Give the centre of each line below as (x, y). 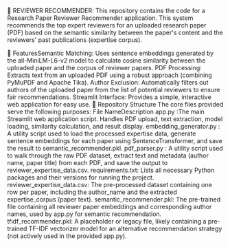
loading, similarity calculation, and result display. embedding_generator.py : (114, 126)
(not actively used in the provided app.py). (67, 236)
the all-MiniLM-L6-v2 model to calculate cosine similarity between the (106, 61)
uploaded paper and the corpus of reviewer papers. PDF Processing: (105, 68)
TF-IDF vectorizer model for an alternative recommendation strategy (125, 228)
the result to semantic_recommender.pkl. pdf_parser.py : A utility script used (115, 148)
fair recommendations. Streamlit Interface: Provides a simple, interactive (109, 97)
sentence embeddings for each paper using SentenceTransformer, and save (115, 141)
